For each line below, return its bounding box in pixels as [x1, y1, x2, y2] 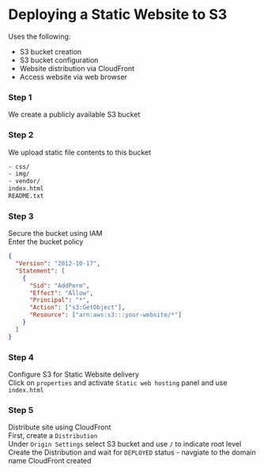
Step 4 [8, 351, 34, 362]
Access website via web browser [19, 72, 128, 81]
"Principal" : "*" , [28, 296, 90, 305]
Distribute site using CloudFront [8, 422, 111, 432]
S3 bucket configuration [19, 55, 99, 65]
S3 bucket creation [19, 47, 82, 56]
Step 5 [8, 404, 34, 415]
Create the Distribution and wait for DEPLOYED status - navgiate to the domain [8, 448, 256, 457]
